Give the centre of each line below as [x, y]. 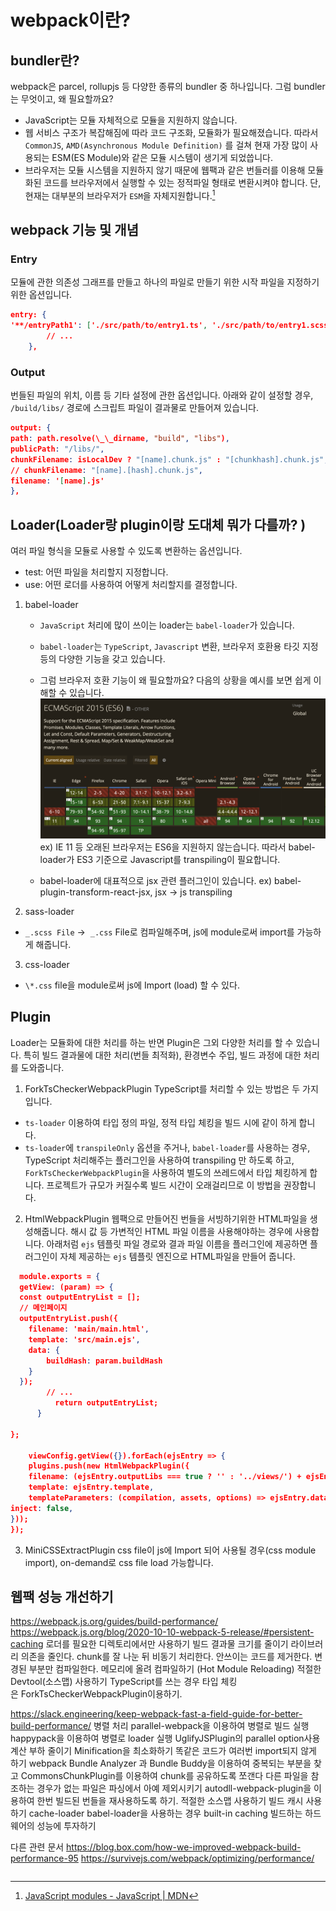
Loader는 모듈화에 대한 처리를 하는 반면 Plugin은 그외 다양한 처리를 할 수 [152, 1042]
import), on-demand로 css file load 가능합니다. [119, 1562]
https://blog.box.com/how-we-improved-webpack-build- [184, 1847]
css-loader [47, 964]
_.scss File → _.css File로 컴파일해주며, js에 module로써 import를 [159, 932]
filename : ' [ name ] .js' [57, 481]
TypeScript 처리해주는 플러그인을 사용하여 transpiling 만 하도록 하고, [159, 1160]
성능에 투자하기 [66, 1826]
